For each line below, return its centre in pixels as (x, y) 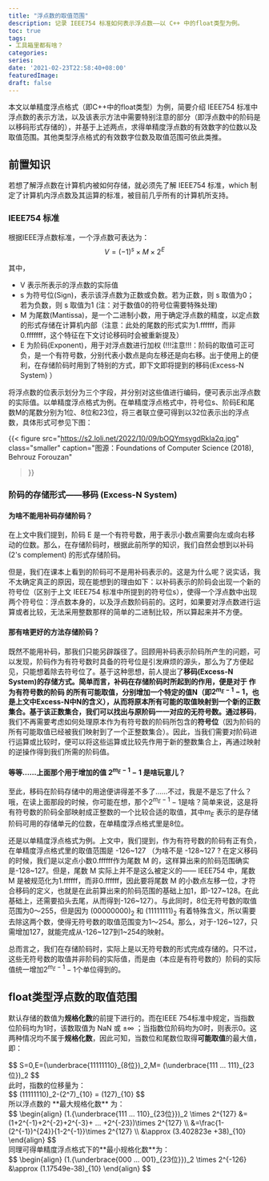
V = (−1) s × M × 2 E (134, 251)
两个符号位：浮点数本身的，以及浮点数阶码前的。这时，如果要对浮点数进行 (131, 602)
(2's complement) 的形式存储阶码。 (67, 555)
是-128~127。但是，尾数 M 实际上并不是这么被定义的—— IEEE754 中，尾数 (132, 871)
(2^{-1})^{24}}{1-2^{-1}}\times (57, 1131)
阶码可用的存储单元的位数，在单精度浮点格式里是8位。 (98, 823)
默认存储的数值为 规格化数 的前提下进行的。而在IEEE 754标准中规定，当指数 (132, 1018)
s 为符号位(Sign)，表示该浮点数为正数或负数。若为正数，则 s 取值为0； (137, 295)
